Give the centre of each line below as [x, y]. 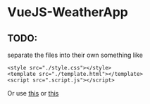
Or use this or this [33, 93]
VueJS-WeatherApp [68, 12]
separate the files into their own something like [75, 55]
